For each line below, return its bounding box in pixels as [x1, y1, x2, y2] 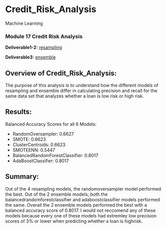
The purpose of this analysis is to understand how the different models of [5, 82, 158, 88]
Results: [5, 108, 32, 116]
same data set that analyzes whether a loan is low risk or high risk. [5, 93, 144, 99]
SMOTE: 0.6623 [12, 136, 46, 142]
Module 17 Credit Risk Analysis [5, 33, 82, 40]
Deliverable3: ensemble [5, 54, 56, 60]
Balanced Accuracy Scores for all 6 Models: [5, 121, 97, 127]
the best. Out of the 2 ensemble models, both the [5, 191, 108, 197]
